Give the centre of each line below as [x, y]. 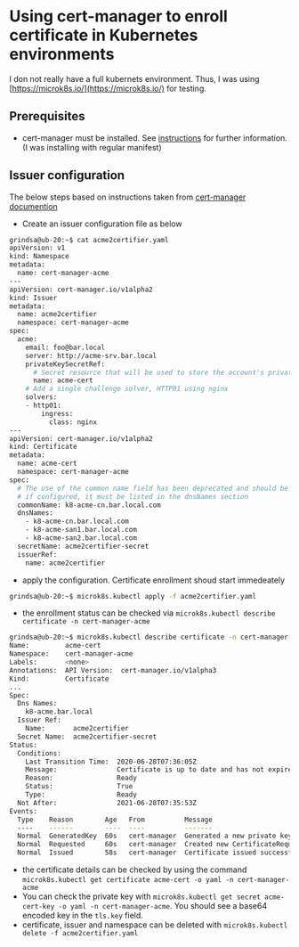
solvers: [41, 397]
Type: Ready [81, 795]
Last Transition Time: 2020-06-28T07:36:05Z [111, 762]
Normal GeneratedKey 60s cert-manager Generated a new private [147, 836]
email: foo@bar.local [65, 347]
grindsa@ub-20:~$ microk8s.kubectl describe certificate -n [123, 637]
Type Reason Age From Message [115, 820]
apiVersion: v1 [37, 248]
